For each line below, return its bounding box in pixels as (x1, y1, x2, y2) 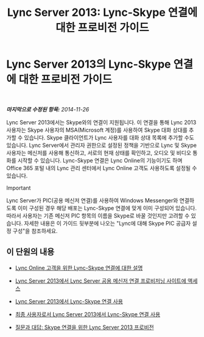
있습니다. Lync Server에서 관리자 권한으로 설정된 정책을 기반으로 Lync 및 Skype (6, 141, 197, 149)
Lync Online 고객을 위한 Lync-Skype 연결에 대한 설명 (15, 264, 143, 271)
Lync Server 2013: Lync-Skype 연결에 (7, 5, 198, 20)
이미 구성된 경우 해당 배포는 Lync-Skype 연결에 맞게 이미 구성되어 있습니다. (17, 204, 197, 211)
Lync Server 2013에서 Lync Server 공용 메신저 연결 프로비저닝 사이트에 (15, 277, 187, 284)
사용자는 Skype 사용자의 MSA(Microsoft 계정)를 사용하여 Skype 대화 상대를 (6, 126, 188, 133)
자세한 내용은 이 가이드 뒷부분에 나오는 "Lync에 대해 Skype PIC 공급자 (24, 219, 191, 227)
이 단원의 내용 (6, 247, 55, 257)
